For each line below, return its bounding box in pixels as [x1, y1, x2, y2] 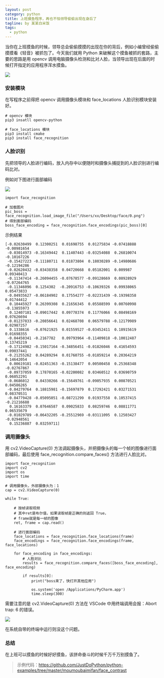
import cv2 [5, 465, 27, 470]
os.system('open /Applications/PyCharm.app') [31, 587, 125, 592]
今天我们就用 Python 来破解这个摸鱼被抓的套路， [56, 50, 155, 56]
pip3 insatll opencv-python [5, 118, 62, 123]
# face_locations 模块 [5, 127, 50, 132]
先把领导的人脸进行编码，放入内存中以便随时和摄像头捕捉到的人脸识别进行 [5, 160, 155, 166]
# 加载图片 [5, 205, 24, 210]
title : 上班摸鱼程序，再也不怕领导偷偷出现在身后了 [5, 16, 97, 21]
